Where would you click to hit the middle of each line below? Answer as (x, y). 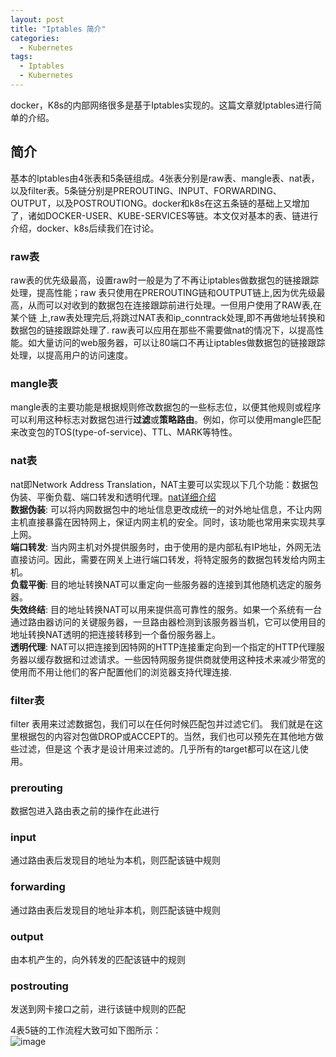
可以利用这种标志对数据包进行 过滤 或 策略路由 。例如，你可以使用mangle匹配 (166, 420)
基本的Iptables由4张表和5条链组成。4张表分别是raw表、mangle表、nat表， (165, 178)
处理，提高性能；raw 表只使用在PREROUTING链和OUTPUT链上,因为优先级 (163, 292)
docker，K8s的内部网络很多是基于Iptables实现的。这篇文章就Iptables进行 (161, 105)
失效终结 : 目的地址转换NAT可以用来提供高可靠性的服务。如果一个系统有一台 (166, 609)
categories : (35, 38)
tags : (21, 57)
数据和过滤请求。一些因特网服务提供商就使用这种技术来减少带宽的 (189, 659)
